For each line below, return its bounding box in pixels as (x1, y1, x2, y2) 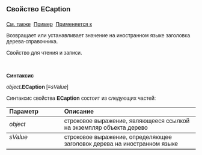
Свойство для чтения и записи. (6, 49, 82, 56)
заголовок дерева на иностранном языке (64, 141, 179, 147)
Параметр (9, 108, 39, 115)
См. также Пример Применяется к (6, 21, 92, 28)
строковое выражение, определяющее (64, 133, 173, 141)
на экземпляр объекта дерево (64, 124, 148, 131)
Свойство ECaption (6, 5, 71, 13)
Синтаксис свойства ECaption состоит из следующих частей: (6, 95, 156, 102)
